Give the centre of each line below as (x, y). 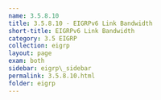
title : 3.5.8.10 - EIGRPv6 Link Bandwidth (80, 23)
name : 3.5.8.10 (34, 16)
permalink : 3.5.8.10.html (52, 76)
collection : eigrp (39, 46)
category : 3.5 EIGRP (43, 38)
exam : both (27, 61)
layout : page (30, 53)
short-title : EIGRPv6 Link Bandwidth (72, 31)
